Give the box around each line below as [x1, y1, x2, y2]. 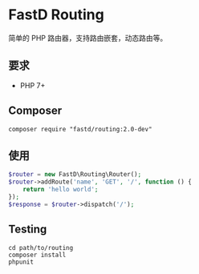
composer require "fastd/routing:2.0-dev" [8, 125, 152, 133]
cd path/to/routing [8, 244, 74, 252]
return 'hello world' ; [22, 186, 99, 194]
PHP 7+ [19, 80, 46, 90]
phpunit [8, 258, 35, 266]
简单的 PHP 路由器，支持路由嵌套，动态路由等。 [8, 33, 168, 42]
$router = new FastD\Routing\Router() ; [8, 171, 142, 179]
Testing [8, 223, 47, 236]
